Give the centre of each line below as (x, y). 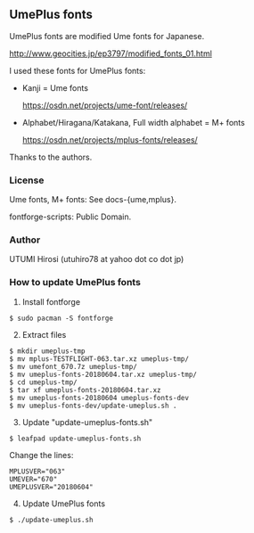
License (27, 180)
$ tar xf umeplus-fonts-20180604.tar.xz (86, 390)
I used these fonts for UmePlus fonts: (78, 70)
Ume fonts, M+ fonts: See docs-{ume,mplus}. (93, 200)
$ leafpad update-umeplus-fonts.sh (75, 439)
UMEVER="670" (33, 479)
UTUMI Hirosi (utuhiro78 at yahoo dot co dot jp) (97, 259)
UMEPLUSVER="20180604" (51, 487)
